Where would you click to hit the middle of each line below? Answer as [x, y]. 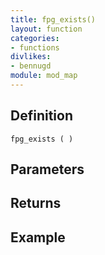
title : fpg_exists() [53, 19]
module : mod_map [44, 76]
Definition [41, 116]
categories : [35, 38]
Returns [36, 203]
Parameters [47, 169]
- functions [35, 47]
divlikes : [31, 57]
